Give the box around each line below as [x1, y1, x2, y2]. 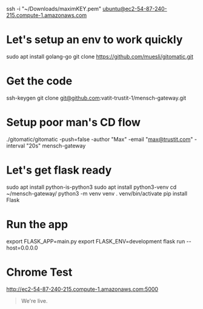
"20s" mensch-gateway [26, 142, 86, 149]
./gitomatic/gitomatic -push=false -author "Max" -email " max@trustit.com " [6, 135, 193, 143]
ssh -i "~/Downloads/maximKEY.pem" [6, 5, 102, 12]
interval [6, 142, 25, 149]
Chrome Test [6, 265, 73, 279]
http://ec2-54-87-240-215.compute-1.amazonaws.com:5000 [6, 285, 159, 293]
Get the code [6, 74, 73, 88]
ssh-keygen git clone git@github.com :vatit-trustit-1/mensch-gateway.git [6, 94, 187, 101]
